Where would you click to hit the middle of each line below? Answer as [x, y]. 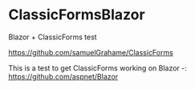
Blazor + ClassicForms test [53, 37]
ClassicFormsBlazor [77, 15]
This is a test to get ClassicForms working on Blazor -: [97, 68]
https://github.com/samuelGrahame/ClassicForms [91, 52]
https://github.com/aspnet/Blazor [63, 76]
